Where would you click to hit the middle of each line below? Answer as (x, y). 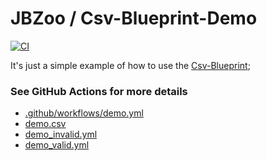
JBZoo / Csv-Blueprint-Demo (134, 18)
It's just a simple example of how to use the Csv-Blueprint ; (130, 65)
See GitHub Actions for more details (99, 91)
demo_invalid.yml (61, 134)
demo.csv (45, 124)
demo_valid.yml (57, 145)
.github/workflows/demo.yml (84, 113)
